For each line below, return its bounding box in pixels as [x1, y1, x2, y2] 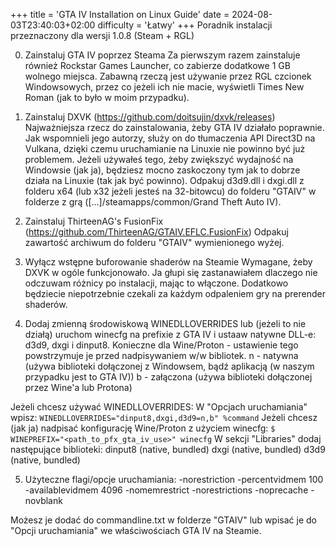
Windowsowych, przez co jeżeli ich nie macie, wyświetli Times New [24, 81, 305, 93]
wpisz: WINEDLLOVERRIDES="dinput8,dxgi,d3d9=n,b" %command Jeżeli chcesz [10, 412, 318, 423]
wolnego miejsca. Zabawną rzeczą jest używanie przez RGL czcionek [24, 70, 312, 82]
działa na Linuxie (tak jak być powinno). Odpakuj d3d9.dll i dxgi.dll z [24, 175, 305, 186]
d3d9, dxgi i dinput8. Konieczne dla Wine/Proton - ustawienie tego [24, 339, 299, 351]
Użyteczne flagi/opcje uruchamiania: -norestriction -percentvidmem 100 [24, 474, 324, 485]
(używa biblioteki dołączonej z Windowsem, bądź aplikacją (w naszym [24, 360, 315, 372]
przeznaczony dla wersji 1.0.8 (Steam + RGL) [10, 30, 195, 41]
